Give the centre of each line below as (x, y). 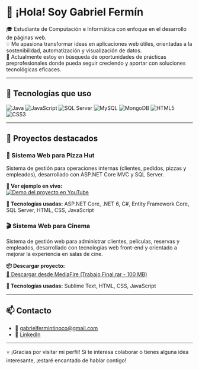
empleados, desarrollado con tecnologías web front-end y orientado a (92, 247)
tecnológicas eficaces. (34, 69)
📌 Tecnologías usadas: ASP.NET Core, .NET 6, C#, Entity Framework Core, (98, 204)
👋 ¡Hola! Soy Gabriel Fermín (75, 12)
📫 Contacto (29, 311)
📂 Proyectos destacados (52, 139)
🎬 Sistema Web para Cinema (48, 226)
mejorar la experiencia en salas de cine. (55, 254)
